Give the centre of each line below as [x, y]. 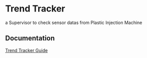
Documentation [30, 38]
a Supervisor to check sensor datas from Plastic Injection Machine [74, 22]
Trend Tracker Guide [27, 50]
